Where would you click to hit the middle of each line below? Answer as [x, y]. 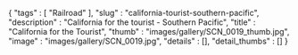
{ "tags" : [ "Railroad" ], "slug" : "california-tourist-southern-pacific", [134, 13]
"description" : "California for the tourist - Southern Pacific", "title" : [132, 22]
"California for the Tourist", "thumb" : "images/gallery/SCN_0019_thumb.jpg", [149, 31]
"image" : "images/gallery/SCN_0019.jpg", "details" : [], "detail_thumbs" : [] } [149, 41]
